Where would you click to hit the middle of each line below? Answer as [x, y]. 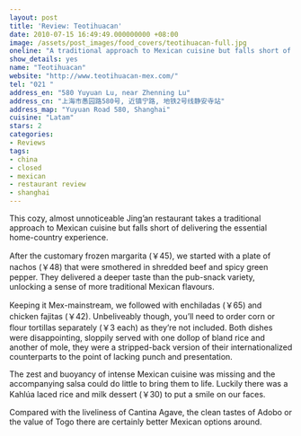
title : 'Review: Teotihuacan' [66, 26]
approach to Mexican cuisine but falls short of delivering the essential [138, 228]
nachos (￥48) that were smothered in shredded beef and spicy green [139, 267]
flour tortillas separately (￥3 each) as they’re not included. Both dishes [141, 327]
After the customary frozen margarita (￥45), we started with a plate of [140, 256]
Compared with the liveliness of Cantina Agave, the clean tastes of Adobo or [151, 412]
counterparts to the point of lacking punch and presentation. [121, 357]
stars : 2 [26, 126]
